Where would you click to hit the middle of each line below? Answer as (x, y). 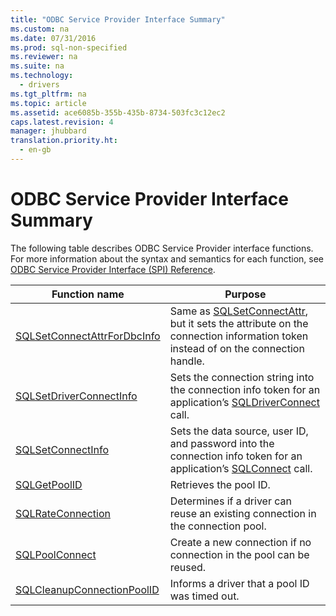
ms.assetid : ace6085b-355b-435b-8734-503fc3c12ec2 (118, 112)
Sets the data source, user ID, (239, 431)
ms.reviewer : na (44, 57)
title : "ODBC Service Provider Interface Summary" (118, 19)
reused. (188, 567)
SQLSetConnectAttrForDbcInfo (88, 336)
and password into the (222, 443)
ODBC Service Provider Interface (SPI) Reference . (113, 269)
